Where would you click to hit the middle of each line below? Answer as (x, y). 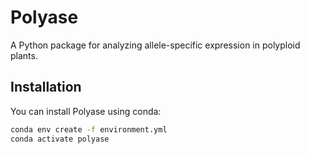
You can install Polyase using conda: (86, 111)
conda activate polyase (60, 139)
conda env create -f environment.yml (89, 129)
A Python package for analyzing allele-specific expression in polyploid (155, 45)
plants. (24, 55)
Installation (46, 87)
